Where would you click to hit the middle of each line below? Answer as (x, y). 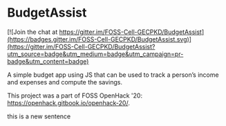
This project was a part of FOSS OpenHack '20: (75, 96)
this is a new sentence (39, 116)
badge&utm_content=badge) (48, 61)
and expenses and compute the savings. (65, 82)
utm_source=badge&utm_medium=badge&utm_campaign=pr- (95, 54)
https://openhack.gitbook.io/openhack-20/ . (68, 102)
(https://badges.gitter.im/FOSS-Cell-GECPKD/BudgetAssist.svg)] (100, 39)
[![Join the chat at (32, 32)
